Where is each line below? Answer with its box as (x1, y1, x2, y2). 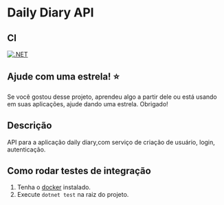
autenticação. (7, 145, 46, 154)
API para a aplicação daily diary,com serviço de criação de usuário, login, (7, 138, 215, 146)
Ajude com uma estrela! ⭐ (7, 71, 120, 83)
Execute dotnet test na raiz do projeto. (16, 191, 129, 199)
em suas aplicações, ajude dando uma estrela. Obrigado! (7, 99, 168, 108)
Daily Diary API (7, 5, 94, 21)
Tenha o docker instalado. (16, 183, 91, 191)
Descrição (7, 120, 52, 132)
